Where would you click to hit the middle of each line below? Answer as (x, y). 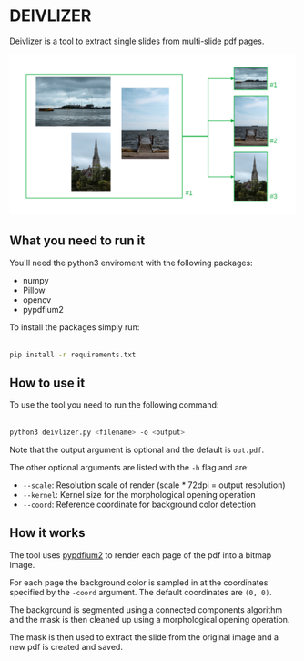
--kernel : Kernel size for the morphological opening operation (139, 495)
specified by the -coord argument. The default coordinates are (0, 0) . (141, 592)
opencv (37, 300)
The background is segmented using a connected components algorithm (146, 609)
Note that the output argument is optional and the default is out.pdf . (137, 450)
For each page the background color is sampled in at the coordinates (139, 582)
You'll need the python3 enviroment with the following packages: (131, 263)
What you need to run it (77, 241)
